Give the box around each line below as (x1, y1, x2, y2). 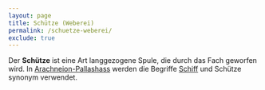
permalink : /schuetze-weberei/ (8, 26, 113, 34)
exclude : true (8, 33, 56, 42)
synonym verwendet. (8, 72, 78, 82)
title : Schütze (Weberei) (8, 19, 94, 27)
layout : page (8, 11, 52, 20)
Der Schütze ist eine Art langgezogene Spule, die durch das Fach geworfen (8, 56, 258, 65)
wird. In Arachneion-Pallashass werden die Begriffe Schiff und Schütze (8, 65, 242, 74)
